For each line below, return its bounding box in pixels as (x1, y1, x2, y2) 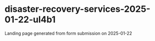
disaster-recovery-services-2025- (4, 3, 151, 15)
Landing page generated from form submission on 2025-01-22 (4, 30, 132, 36)
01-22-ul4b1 (4, 14, 56, 25)
